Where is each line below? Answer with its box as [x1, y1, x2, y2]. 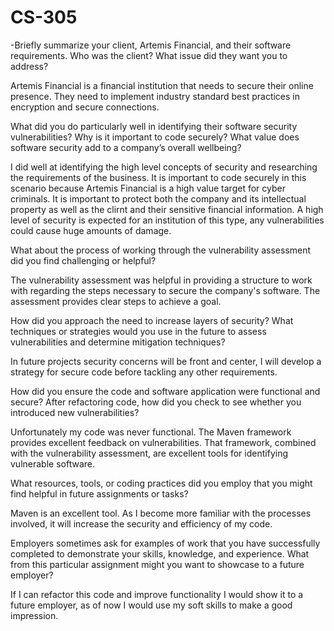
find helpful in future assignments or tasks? [10, 487, 189, 500]
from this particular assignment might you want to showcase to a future [10, 558, 305, 570]
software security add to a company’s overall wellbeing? [10, 141, 242, 153]
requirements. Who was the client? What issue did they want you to [10, 49, 288, 61]
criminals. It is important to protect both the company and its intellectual [10, 192, 307, 205]
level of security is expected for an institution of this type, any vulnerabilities [10, 214, 325, 226]
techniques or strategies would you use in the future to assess [10, 325, 267, 337]
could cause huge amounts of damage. [10, 224, 172, 236]
